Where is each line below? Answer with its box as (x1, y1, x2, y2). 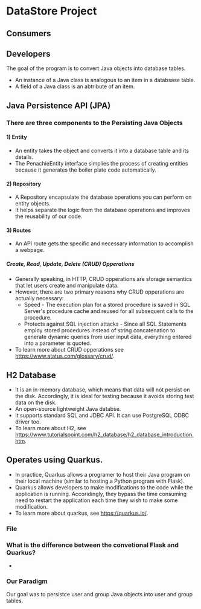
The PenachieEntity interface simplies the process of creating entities (14, 159, 188, 167)
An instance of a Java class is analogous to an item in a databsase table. (14, 77, 196, 84)
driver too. (14, 418, 41, 425)
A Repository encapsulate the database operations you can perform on (14, 193, 192, 201)
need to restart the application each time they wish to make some (14, 497, 178, 504)
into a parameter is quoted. (24, 340, 92, 347)
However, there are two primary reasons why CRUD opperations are (14, 288, 185, 295)
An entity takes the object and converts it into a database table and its (14, 147, 189, 154)
